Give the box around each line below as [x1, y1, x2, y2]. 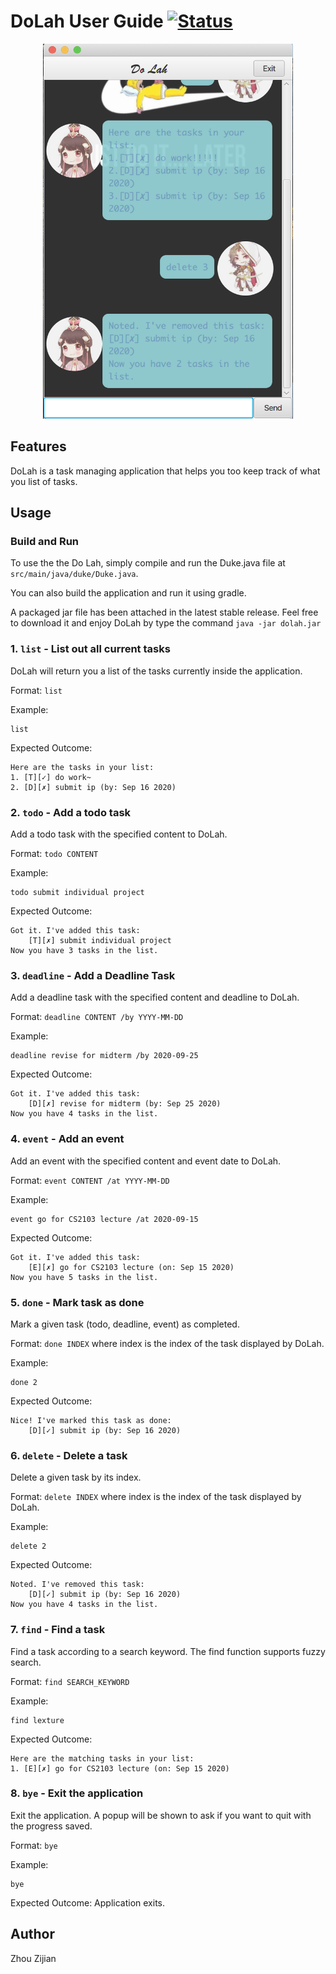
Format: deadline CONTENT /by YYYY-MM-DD [10, 1011, 184, 1023]
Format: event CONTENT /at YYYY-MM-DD [10, 1174, 170, 1186]
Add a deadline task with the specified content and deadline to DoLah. [10, 991, 300, 1004]
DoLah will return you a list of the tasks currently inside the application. [10, 665, 303, 677]
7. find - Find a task [10, 1623, 106, 1637]
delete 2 [10, 1541, 47, 1552]
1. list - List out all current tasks [10, 642, 171, 656]
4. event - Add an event [10, 1132, 125, 1146]
